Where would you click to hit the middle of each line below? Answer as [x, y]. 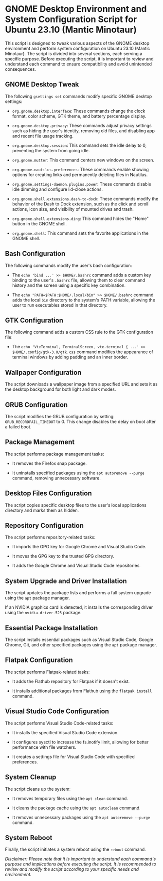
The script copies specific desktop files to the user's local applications [76, 505]
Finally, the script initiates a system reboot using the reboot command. [75, 849]
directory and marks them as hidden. [42, 510]
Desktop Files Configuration [48, 493]
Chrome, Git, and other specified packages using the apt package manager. [81, 645]
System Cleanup [31, 777]
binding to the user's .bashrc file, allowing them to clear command [79, 280]
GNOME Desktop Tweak [42, 85]
